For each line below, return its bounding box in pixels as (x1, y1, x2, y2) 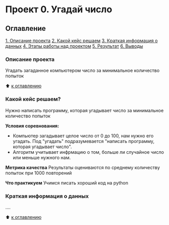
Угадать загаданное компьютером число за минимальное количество (5, 68, 160, 74)
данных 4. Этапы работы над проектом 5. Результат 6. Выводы (5, 43, 143, 49)
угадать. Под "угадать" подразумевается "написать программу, (12, 138, 155, 144)
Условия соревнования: (5, 122, 59, 129)
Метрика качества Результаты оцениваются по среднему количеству (5, 164, 160, 170)
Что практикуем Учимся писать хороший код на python (5, 179, 129, 186)
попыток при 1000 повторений (5, 170, 72, 176)
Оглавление (5, 24, 46, 33)
